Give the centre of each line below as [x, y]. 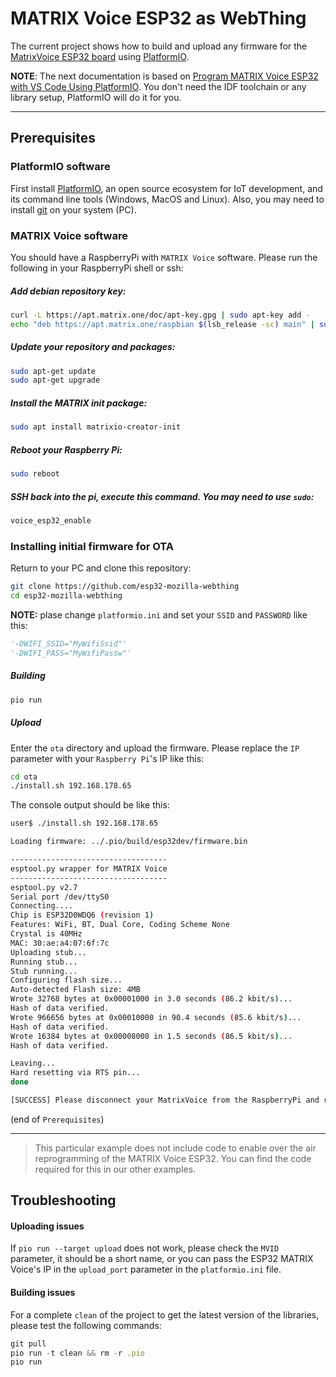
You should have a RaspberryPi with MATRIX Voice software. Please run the [164, 257]
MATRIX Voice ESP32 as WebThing [158, 18]
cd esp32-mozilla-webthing [66, 596]
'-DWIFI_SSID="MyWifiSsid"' [69, 643]
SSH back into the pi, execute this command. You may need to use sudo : [162, 496]
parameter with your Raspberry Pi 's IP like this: [107, 758]
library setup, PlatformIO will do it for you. [96, 97]
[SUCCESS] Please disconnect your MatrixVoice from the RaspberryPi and [165, 1100]
